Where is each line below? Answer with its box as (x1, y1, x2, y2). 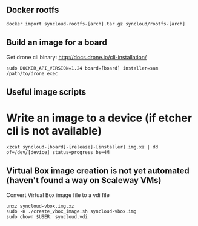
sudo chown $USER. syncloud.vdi (6, 213, 88, 220)
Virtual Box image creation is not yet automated (6, 166, 190, 176)
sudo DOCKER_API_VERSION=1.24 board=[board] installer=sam (6, 65, 159, 71)
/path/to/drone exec (6, 70, 59, 76)
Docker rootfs (6, 5, 59, 15)
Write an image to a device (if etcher (6, 111, 193, 125)
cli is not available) (6, 124, 102, 138)
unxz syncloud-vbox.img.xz (6, 203, 74, 209)
